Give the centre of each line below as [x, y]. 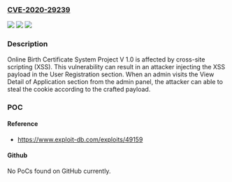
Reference [23, 124]
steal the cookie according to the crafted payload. [79, 89]
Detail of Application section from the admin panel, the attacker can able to [115, 81]
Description [28, 44]
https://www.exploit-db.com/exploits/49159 [80, 139]
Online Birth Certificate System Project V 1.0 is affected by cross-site [106, 59]
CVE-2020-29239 [39, 10]
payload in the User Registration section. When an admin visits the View [111, 74]
